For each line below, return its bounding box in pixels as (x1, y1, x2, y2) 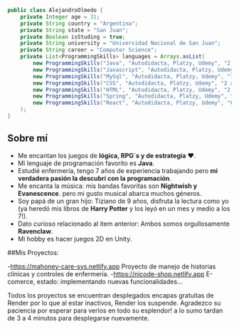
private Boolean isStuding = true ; (20, 33, 126, 41)
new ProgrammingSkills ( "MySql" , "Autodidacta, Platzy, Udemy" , (33, 73, 224, 80)
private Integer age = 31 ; (20, 13, 100, 21)
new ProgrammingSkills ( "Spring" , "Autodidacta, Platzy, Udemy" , (33, 93, 228, 100)
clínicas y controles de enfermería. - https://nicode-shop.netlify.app (7, 269, 205, 278)
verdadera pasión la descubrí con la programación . (17, 174, 172, 182)
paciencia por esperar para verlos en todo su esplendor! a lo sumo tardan (7, 306, 223, 315)
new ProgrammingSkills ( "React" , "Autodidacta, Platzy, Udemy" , (33, 100, 224, 107)
